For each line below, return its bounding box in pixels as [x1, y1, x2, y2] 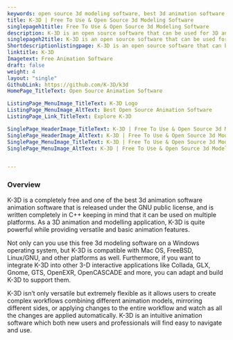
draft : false [7, 62, 45, 69]
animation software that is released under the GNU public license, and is [7, 203, 214, 212]
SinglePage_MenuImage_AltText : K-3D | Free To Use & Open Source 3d [7, 145, 209, 152]
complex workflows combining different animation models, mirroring [7, 296, 202, 305]
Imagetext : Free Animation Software [7, 56, 113, 62]
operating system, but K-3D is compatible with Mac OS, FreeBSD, [7, 246, 194, 254]
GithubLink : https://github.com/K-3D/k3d [7, 81, 129, 88]
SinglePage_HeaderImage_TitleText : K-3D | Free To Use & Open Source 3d [7, 126, 222, 133]
